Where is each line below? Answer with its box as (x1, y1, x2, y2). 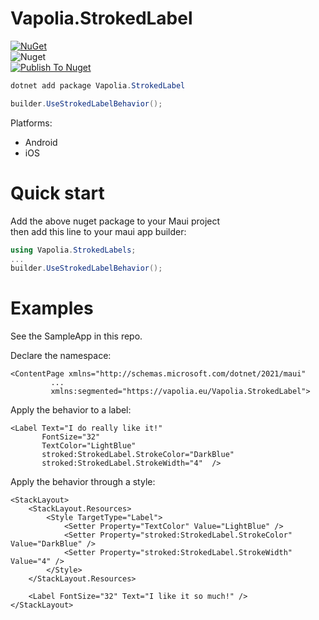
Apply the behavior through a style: (10, 476, 156, 488)
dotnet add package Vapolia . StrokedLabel (10, 80, 186, 91)
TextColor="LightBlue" (41, 441, 137, 451)
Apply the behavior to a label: (10, 404, 132, 416)
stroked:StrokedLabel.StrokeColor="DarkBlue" (41, 450, 235, 460)
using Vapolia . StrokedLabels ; (10, 245, 137, 255)
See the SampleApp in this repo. (10, 330, 143, 342)
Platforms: (10, 117, 53, 129)
